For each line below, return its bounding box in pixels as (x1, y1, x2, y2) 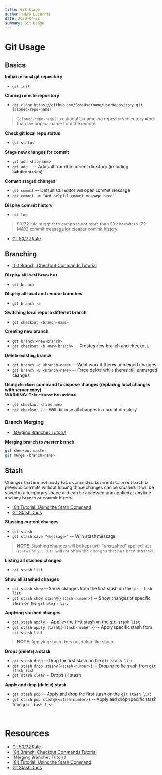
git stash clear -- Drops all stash (12, 672, 81, 678)
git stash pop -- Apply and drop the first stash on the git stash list (12, 691, 152, 697)
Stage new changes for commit (5, 149, 69, 155)
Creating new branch (5, 328, 49, 334)
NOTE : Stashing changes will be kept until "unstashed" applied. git (16, 543, 152, 549)
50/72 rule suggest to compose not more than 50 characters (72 (16, 221, 146, 227)
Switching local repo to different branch (5, 310, 87, 316)
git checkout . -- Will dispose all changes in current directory (12, 407, 137, 413)
